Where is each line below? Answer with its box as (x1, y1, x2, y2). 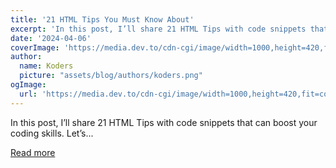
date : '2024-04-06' (10, 33, 92, 43)
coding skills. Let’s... (10, 127, 94, 139)
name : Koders (19, 61, 74, 71)
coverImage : (10, 42, 60, 53)
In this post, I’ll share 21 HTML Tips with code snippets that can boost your (10, 116, 318, 128)
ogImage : (10, 80, 47, 90)
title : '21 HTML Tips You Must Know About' (10, 14, 195, 25)
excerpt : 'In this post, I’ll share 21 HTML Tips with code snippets (10, 24, 307, 34)
